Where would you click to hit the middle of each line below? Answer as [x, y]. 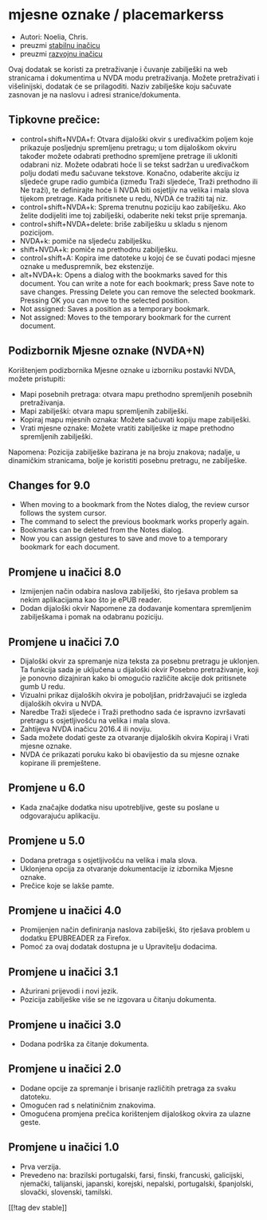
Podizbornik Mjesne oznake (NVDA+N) [107, 351]
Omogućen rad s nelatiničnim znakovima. [88, 1105]
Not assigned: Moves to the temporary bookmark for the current [125, 317]
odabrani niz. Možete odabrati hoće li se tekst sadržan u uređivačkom [134, 164]
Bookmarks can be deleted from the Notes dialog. [102, 530]
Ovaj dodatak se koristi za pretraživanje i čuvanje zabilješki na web [118, 69]
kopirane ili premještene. [60, 763]
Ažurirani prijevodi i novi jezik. [69, 991]
